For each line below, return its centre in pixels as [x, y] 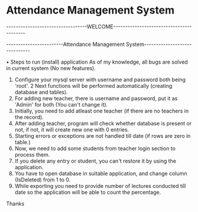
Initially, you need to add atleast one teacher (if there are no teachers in [102, 111]
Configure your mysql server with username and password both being [100, 79]
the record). [29, 117]
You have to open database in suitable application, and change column [101, 173]
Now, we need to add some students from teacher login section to [95, 148]
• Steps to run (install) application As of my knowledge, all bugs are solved [97, 62]
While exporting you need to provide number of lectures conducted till [100, 185]
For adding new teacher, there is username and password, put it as [96, 98]
